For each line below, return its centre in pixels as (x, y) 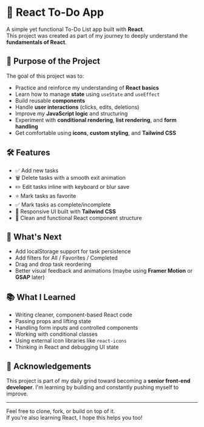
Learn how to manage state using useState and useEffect (87, 94)
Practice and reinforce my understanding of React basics (87, 87)
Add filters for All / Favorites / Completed (66, 258)
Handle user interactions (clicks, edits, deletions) (77, 107)
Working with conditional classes (56, 334)
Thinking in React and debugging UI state (67, 347)
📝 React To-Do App (55, 12)
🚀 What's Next (34, 237)
